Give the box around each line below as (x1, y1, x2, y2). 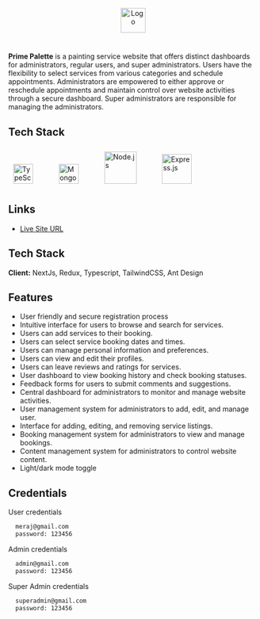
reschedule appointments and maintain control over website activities (8, 86, 235, 95)
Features (8, 291, 53, 304)
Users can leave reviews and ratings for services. (19, 362, 182, 372)
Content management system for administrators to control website (19, 446, 237, 456)
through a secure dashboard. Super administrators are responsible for (8, 94, 237, 103)
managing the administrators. (8, 102, 105, 112)
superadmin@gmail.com (15, 597, 87, 605)
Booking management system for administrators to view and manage (19, 430, 245, 439)
